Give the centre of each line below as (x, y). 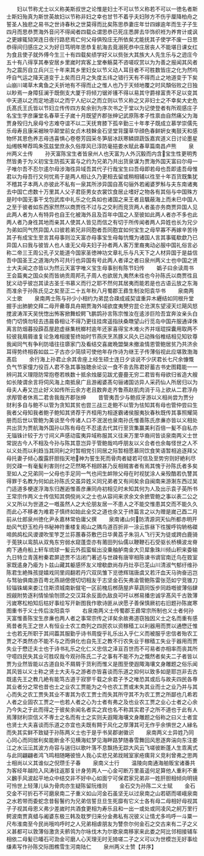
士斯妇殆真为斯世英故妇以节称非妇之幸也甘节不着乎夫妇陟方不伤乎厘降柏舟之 (102, 16)
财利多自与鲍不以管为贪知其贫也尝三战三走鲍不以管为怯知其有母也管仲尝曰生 (102, 405)
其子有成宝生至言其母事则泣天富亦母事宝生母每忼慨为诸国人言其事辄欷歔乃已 (102, 237)
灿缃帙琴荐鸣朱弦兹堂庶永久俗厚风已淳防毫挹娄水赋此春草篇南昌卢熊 (91, 146)
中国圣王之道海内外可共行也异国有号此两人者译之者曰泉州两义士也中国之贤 (104, 260)
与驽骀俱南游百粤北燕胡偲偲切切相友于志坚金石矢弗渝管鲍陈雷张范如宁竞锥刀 (102, 580)
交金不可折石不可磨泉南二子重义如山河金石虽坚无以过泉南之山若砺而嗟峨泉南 (102, 793)
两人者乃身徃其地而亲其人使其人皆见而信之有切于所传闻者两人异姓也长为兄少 (102, 222)
